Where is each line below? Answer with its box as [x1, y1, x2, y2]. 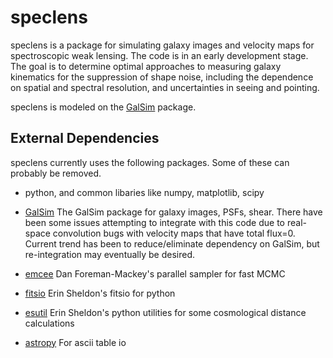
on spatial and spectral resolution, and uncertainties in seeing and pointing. [10, 81, 320, 93]
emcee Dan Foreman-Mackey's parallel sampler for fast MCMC [24, 267, 286, 280]
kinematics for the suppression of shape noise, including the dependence [10, 71, 314, 83]
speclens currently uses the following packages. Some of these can [10, 156, 290, 168]
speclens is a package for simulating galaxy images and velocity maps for [10, 39, 315, 51]
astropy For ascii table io [24, 336, 127, 348]
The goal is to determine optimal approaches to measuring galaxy [10, 60, 282, 72]
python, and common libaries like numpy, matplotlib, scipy [24, 186, 265, 198]
